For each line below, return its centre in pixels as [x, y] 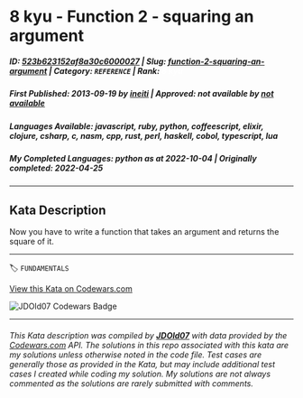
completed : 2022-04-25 [56, 168]
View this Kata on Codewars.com [71, 289]
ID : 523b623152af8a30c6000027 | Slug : [88, 61]
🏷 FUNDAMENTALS [39, 268]
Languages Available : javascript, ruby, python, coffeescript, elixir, [137, 126]
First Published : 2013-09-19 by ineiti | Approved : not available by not [142, 94]
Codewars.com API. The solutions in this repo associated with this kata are [149, 345]
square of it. [32, 242]
